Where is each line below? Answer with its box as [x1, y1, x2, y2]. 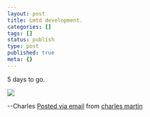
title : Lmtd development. [7, 17, 83, 24]
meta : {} [7, 56, 33, 63]
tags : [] [7, 29, 33, 37]
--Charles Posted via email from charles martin [7, 102, 143, 110]
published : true [7, 50, 55, 57]
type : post [7, 43, 39, 50]
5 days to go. [7, 75, 46, 83]
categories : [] [7, 23, 52, 30]
